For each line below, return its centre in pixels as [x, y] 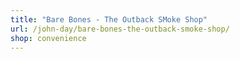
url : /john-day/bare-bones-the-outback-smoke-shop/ [120, 29]
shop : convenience [48, 38]
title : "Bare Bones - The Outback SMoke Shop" [109, 19]
